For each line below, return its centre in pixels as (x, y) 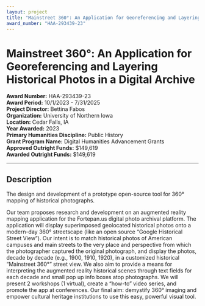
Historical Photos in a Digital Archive (101, 79)
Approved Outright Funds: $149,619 (52, 148)
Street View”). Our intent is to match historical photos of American (89, 238)
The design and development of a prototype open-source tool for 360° (95, 194)
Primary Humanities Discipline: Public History (65, 135)
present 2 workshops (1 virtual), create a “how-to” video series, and (92, 283)
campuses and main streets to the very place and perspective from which (99, 245)
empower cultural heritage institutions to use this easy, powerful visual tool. (101, 297)
